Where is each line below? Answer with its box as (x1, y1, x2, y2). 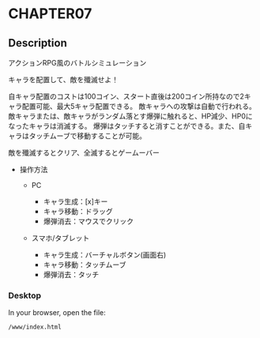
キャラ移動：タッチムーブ (43, 260, 126, 269)
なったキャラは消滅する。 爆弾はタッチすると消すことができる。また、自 (8, 122, 246, 130)
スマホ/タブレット (31, 234, 90, 242)
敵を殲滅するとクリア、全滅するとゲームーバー (8, 148, 160, 157)
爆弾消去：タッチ (43, 270, 100, 279)
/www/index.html (8, 323, 62, 332)
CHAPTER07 (8, 5, 92, 23)
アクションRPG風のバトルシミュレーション (8, 58, 147, 67)
